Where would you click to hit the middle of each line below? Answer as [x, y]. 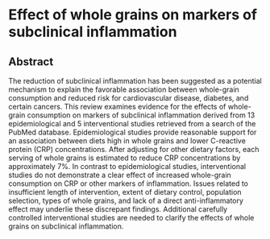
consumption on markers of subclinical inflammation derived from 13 [141, 115]
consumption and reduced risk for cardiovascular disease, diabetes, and [129, 98]
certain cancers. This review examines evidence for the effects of [117, 107]
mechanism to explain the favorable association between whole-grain [124, 89]
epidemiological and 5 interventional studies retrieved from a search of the [132, 124]
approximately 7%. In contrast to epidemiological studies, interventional [127, 166]
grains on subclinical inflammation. [66, 226]
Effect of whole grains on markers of [133, 15]
